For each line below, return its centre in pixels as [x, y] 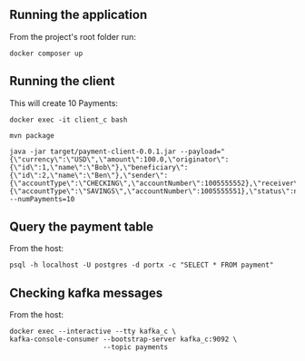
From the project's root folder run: [73, 36]
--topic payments [136, 347]
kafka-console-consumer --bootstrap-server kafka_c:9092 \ [123, 339]
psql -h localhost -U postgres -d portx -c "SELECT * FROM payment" [142, 265]
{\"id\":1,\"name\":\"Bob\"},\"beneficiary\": [99, 167]
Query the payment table [82, 227]
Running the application [79, 15]
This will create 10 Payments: [64, 102]
